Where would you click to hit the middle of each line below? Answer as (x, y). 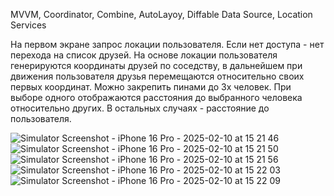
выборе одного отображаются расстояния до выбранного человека (156, 97)
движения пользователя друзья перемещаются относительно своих (157, 76)
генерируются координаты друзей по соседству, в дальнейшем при (156, 65)
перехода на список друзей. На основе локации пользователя (144, 55)
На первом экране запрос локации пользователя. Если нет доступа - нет (167, 44)
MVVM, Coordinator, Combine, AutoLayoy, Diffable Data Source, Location (161, 14)
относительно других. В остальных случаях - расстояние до (140, 108)
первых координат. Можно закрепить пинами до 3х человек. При (151, 87)
